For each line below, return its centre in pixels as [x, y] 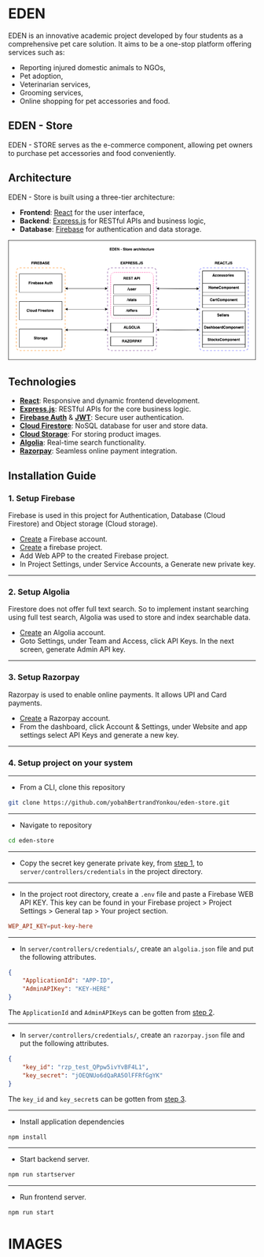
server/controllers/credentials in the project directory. [111, 871]
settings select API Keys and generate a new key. [99, 734]
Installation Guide [52, 476]
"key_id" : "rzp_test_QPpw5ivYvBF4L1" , [86, 1067]
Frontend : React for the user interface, [82, 212]
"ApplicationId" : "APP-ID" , [68, 981]
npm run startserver [42, 1175]
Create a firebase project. [61, 548]
